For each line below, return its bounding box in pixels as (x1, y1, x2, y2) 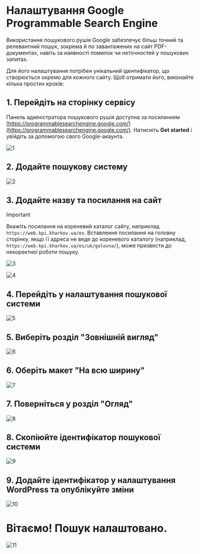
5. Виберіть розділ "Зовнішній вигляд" (6, 332, 159, 342)
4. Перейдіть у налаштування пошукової (6, 289, 168, 299)
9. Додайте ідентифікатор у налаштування (6, 475, 176, 485)
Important (6, 211, 31, 219)
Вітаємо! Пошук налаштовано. (6, 521, 168, 535)
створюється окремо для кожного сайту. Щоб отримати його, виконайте (6, 73, 194, 81)
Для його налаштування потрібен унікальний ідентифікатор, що (6, 67, 170, 74)
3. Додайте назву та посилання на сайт (6, 195, 162, 205)
